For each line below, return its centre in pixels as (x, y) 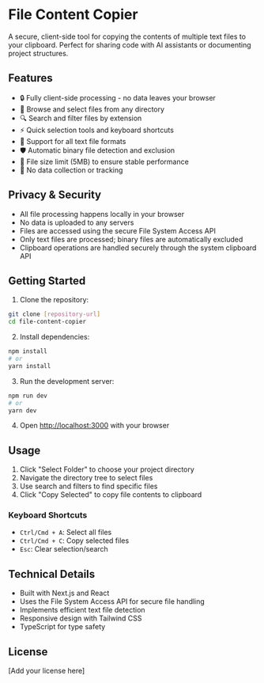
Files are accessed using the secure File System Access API (117, 230)
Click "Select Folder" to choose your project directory (107, 469)
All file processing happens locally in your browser (102, 214)
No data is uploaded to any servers (77, 222)
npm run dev (28, 396)
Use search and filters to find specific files (89, 486)
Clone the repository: (54, 300)
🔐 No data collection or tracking (71, 170)
